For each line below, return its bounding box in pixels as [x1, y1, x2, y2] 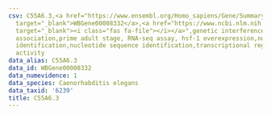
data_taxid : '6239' [8, 86, 74, 95]
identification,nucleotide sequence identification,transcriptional [15, 42, 251, 50]
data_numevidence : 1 [8, 71, 78, 79]
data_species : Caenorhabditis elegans [8, 79, 139, 87]
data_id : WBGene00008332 [8, 64, 92, 72]
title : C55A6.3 [8, 94, 60, 102]
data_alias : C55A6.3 [8, 57, 78, 65]
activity [15, 49, 45, 57]
